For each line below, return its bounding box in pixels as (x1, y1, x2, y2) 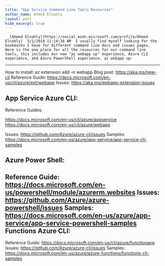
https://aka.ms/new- (115, 69, 157, 75)
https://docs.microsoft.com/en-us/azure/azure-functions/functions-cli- (5, 250, 150, 256)
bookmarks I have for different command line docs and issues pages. (5, 43, 151, 48)
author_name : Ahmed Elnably (5, 12, 63, 17)
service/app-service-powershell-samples (5, 219, 137, 227)
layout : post (5, 16, 32, 21)
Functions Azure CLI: (5, 227, 71, 235)
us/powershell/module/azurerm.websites (5, 188, 136, 197)
